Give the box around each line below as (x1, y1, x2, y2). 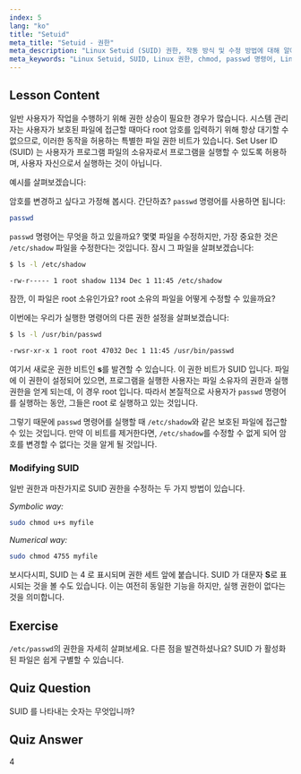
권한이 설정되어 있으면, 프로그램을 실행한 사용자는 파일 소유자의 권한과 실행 (28, 375, 289, 386)
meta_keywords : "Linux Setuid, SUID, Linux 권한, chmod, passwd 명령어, (9, 55, 278, 64)
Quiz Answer (9, 732, 83, 748)
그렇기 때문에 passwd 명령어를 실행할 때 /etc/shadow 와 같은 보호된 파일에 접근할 (9, 417, 288, 427)
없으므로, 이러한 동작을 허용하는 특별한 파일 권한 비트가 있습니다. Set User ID (9, 135, 278, 146)
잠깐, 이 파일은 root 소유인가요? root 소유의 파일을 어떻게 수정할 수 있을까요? (9, 293, 276, 305)
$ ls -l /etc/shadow (9, 260, 87, 269)
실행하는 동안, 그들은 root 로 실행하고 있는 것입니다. (18, 398, 199, 408)
